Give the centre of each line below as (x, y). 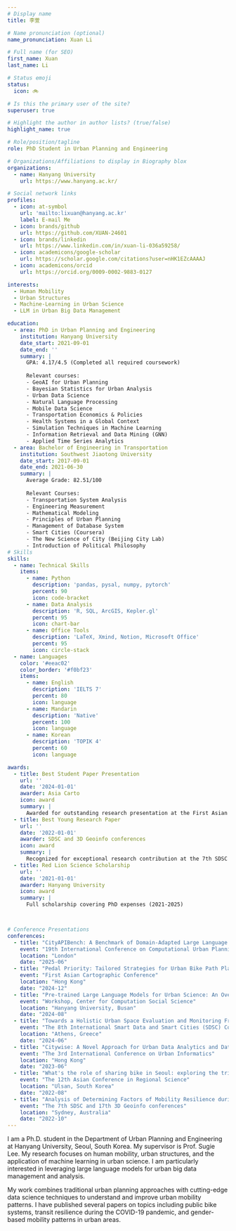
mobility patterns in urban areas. (74, 1220)
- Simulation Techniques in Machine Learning (93, 428)
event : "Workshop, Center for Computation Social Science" (108, 1001)
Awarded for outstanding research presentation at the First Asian (127, 813)
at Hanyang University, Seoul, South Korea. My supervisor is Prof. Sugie (111, 1147)
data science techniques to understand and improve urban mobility (104, 1197)
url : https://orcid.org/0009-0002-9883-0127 (86, 272)
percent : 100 (52, 722)
